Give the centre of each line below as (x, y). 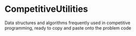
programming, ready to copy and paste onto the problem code (68, 28)
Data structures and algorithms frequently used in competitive (68, 23)
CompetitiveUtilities (46, 9)
